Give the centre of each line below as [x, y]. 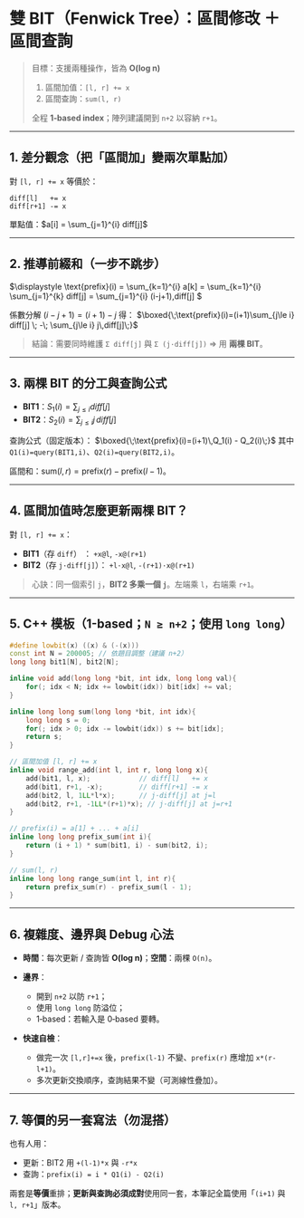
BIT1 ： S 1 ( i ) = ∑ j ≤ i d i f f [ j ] [66, 408]
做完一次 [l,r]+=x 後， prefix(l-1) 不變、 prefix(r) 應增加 [145, 1058]
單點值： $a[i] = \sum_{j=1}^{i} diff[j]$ [79, 224]
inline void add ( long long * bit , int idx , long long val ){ [123, 679]
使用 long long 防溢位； [80, 1008]
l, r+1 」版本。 [38, 1204]
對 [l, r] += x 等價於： [54, 181]
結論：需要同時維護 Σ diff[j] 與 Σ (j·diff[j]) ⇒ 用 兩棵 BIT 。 [150, 343]
